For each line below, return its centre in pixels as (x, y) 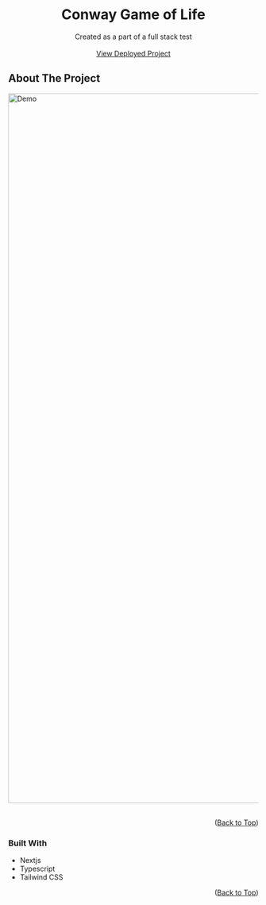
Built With (28, 843)
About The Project (54, 78)
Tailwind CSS (41, 877)
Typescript (37, 869)
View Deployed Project (133, 53)
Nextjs (30, 861)
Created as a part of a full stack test (133, 37)
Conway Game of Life (133, 15)
